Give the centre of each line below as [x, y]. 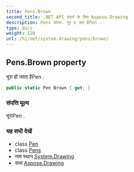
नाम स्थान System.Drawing [44, 157]
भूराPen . [16, 116]
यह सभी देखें [19, 131]
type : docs [19, 28]
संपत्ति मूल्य [18, 103]
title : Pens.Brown [29, 11]
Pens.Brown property [46, 63]
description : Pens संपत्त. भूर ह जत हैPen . [54, 22]
